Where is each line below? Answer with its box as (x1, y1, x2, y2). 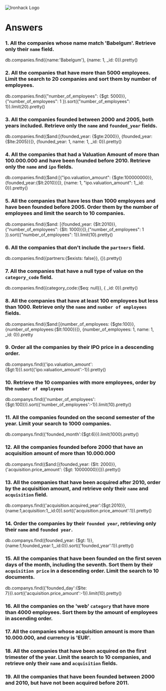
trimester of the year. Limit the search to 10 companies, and (5, 654, 151, 661)
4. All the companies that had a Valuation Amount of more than (5, 151, 160, 158)
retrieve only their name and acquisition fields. (5, 660, 118, 667)
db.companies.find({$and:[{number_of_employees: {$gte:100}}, (5, 321, 135, 327)
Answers (5, 22, 43, 33)
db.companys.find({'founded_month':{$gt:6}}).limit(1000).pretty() (5, 431, 139, 438)
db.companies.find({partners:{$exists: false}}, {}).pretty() (5, 255, 122, 261)
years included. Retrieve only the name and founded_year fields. (5, 122, 158, 129)
